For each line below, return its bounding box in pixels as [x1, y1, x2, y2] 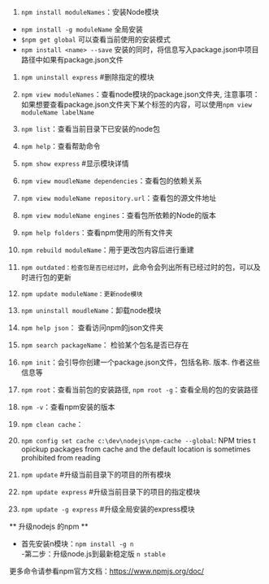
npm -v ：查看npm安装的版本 [20, 402, 115, 412]
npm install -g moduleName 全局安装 [20, 24, 143, 34]
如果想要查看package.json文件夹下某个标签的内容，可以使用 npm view [20, 100, 253, 109]
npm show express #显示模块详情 [20, 159, 129, 168]
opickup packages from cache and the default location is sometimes [20, 444, 251, 454]
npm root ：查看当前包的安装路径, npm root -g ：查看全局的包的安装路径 [20, 385, 258, 394]
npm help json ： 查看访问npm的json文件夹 [20, 323, 164, 332]
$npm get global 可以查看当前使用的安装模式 [20, 35, 171, 44]
